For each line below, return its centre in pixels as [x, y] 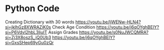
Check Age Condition [74, 27]
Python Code [32, 8]
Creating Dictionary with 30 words [40, 22]
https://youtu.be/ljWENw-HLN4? [108, 22]
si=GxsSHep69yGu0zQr [29, 42]
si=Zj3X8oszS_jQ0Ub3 [28, 37]
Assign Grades [63, 32]
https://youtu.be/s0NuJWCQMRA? [114, 32]
